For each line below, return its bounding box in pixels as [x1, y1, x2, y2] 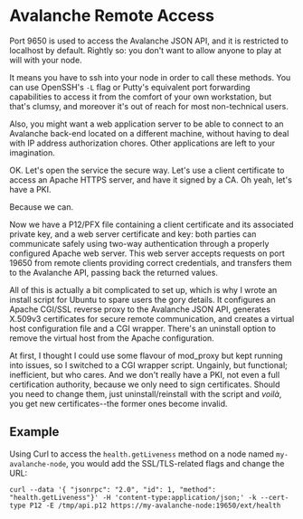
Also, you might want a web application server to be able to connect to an [9, 118, 284, 129]
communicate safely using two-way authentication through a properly [9, 238, 270, 249]
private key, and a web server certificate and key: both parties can [9, 228, 257, 240]
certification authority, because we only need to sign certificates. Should [9, 379, 280, 390]
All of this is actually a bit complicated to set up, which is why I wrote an [9, 284, 278, 295]
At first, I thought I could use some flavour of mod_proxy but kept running [9, 350, 283, 361]
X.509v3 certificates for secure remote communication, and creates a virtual [9, 313, 295, 324]
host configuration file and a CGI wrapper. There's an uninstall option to [9, 323, 276, 334]
